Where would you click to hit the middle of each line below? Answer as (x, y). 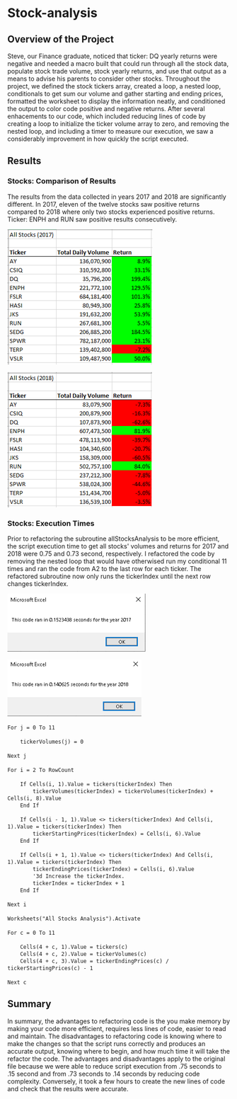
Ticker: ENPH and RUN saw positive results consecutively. (92, 219)
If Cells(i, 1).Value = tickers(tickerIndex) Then (96, 784)
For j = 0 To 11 (31, 727)
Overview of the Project (61, 39)
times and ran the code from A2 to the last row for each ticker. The (104, 568)
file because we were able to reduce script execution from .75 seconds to (115, 1066)
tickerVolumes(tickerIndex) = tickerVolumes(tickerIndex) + (123, 791)
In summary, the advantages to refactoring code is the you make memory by (119, 1021)
